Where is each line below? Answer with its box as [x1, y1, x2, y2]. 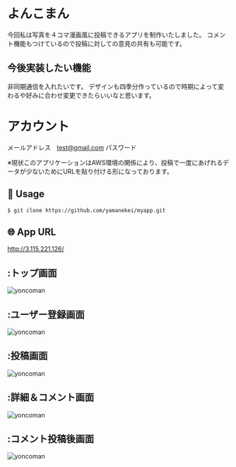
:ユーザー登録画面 [7, 309, 85, 321]
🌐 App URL [7, 226, 57, 238]
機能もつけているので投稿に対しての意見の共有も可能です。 [13, 39, 186, 47]
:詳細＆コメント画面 [7, 391, 95, 403]
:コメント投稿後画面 [7, 432, 95, 445]
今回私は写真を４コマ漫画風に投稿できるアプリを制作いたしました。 [7, 30, 206, 39]
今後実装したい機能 [7, 62, 91, 74]
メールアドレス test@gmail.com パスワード [7, 143, 137, 151]
